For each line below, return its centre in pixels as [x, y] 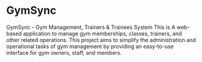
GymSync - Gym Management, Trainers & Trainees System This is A [91, 27]
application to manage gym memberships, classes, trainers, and [103, 33]
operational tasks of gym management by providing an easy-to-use [90, 46]
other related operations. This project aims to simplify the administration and [101, 40]
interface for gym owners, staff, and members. [64, 52]
